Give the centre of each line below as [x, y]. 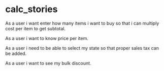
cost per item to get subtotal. [36, 28]
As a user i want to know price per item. [47, 38]
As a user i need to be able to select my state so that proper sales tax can [82, 48]
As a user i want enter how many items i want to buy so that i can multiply [82, 23]
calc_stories [31, 9]
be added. [16, 53]
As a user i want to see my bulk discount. [48, 63]
